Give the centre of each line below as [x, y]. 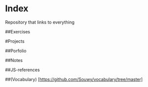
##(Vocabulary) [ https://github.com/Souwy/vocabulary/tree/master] [74, 79]
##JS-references [23, 70]
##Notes [14, 60]
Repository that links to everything [40, 22]
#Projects [15, 41]
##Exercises [18, 31]
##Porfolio [16, 51]
